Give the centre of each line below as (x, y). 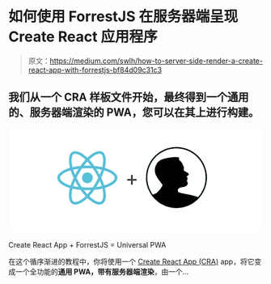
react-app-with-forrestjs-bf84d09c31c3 (95, 70)
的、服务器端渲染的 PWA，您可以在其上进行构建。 (134, 113)
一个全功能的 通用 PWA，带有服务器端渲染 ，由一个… (102, 271)
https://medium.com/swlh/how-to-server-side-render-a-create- (156, 61)
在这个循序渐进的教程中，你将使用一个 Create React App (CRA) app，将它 (131, 261)
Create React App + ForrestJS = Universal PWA (87, 244)
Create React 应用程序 (83, 37)
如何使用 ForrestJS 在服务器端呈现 (123, 17)
